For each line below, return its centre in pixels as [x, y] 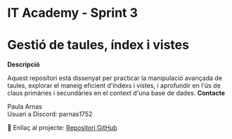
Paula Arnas [25, 107]
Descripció [24, 65]
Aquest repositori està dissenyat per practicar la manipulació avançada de [115, 78]
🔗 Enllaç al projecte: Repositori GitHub [62, 128]
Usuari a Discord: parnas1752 [50, 114]
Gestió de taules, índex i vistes [98, 45]
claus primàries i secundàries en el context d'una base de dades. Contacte [116, 93]
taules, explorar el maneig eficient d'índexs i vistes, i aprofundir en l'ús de [114, 86]
